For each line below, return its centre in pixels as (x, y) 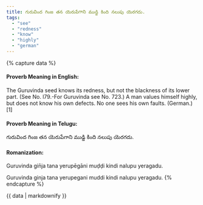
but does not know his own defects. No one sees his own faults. (86, 103)
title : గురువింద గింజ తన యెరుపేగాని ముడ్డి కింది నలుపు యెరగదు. (76, 12)
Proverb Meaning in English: (43, 77)
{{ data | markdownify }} (37, 196)
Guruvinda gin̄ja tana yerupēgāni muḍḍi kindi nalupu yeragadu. (85, 166)
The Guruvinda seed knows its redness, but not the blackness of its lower (98, 90)
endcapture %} (25, 184)
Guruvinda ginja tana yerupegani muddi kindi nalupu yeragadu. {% (89, 178)
